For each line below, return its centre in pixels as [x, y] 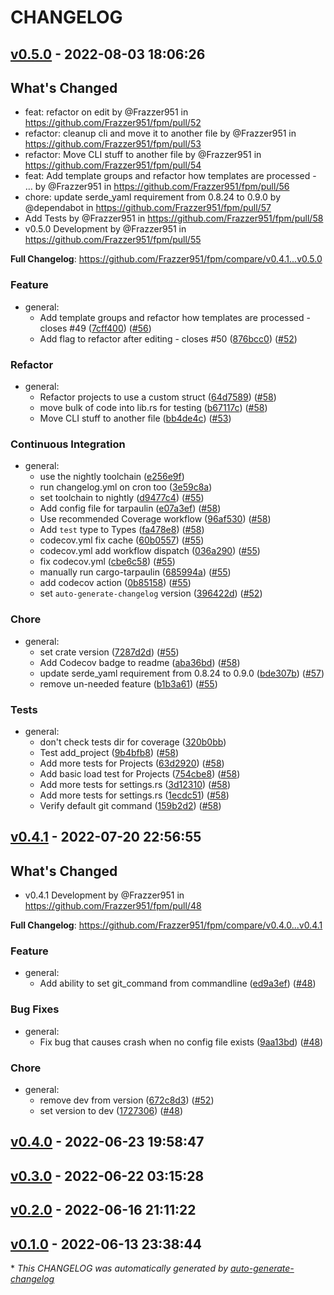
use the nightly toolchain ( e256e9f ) [112, 477]
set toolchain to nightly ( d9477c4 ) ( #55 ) [122, 498]
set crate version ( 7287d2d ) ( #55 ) [109, 652]
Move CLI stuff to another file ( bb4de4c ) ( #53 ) [135, 418]
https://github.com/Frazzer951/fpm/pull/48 [113, 906]
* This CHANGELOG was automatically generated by [119, 1268]
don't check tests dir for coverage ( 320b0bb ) [133, 742]
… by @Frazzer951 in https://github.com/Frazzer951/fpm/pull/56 [157, 187]
